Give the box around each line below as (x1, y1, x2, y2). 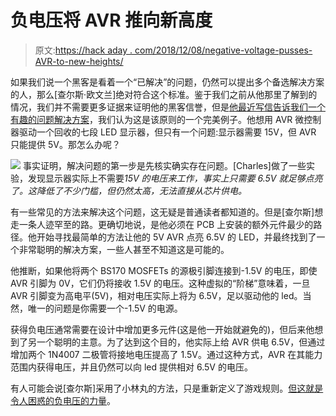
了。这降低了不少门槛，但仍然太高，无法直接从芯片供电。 (10, 184, 247, 196)
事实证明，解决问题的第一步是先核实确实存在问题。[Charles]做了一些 (22, 159, 307, 171)
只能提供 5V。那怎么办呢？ (10, 138, 121, 150)
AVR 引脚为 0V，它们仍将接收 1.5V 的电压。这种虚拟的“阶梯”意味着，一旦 (10, 277, 311, 289)
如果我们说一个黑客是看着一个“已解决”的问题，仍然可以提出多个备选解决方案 (10, 76, 325, 88)
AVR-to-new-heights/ (34, 55, 124, 67)
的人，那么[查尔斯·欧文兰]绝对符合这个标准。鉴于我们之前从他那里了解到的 (10, 88, 318, 100)
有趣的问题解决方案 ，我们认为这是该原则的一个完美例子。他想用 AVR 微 (10, 113, 305, 125)
